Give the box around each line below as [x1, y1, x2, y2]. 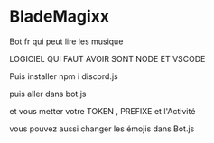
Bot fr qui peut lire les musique [9, 36, 124, 47]
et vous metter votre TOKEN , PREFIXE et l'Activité [9, 105, 196, 116]
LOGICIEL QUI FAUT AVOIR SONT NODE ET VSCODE [9, 53, 206, 64]
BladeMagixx [9, 6, 110, 27]
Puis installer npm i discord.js [9, 70, 119, 82]
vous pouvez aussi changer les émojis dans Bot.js [9, 123, 195, 134]
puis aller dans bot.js [9, 88, 87, 99]
